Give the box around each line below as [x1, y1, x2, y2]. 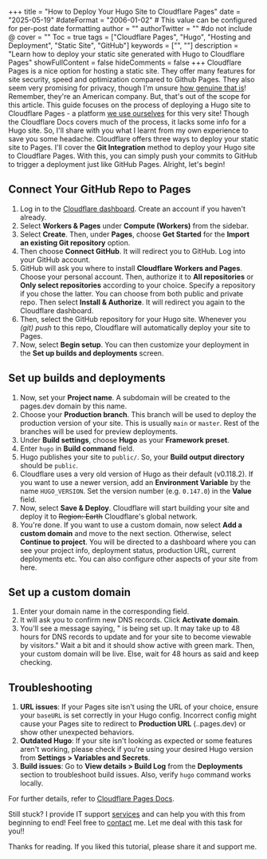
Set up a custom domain [8, 586, 132, 599]
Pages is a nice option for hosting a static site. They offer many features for [8, 66, 256, 75]
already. [19, 212, 47, 222]
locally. [19, 778, 44, 788]
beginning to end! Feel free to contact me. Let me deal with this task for [8, 818, 243, 828]
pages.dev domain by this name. [19, 401, 128, 411]
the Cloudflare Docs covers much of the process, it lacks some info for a [8, 117, 247, 126]
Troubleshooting [8, 681, 93, 694]
